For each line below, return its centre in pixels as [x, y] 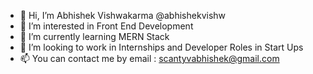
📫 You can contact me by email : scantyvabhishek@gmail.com [149, 58]
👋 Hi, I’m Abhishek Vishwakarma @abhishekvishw [123, 15]
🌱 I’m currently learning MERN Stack [94, 36]
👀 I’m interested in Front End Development [106, 26]
